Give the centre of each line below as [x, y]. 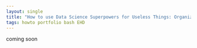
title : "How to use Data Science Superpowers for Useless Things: [89, 17]
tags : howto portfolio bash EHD [45, 22]
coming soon [22, 39]
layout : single [25, 11]
